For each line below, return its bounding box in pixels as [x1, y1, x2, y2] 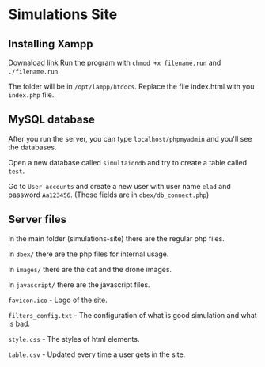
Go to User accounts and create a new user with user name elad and [8, 181, 231, 191]
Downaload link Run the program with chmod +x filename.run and [8, 58, 221, 67]
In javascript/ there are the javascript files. [8, 279, 150, 289]
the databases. [8, 142, 57, 152]
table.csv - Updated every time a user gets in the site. [8, 350, 186, 359]
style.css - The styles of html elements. [8, 334, 140, 343]
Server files [8, 213, 67, 226]
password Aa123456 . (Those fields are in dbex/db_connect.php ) [8, 190, 210, 199]
